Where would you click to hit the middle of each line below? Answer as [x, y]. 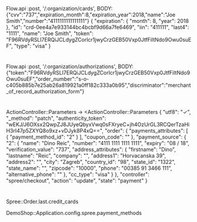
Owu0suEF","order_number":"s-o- [48, 79]
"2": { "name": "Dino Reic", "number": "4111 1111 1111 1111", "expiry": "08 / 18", [98, 143]
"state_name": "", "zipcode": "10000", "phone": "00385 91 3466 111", [89, 168]
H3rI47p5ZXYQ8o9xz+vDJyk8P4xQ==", [55, 131]
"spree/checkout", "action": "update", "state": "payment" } [77, 181]
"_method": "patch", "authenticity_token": [56, 118]
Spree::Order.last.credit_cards [42, 201]
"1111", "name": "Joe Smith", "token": [50, 33]
